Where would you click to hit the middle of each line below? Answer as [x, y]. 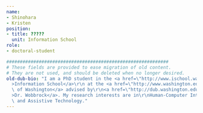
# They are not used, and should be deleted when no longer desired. [96, 73]
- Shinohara [21, 17]
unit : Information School [44, 40]
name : [13, 12]
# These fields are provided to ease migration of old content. [89, 67]
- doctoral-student [31, 51]
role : [13, 46]
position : [19, 29]
